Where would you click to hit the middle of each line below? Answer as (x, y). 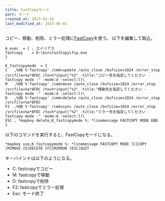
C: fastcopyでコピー (33, 169)
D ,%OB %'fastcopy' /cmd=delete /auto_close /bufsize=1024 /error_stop (83, 98)
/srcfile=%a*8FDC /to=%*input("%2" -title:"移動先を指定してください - (76, 90)
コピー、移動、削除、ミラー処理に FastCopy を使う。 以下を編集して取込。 (80, 38)
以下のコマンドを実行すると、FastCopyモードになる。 (60, 135)
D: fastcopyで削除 (31, 181)
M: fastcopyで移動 (31, 175)
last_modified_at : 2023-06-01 (36, 24)
